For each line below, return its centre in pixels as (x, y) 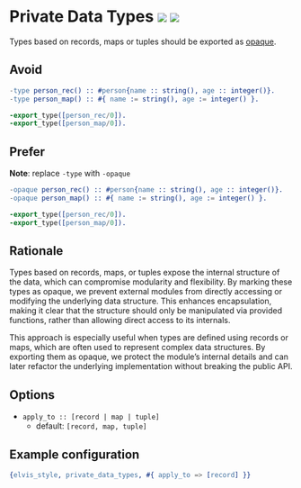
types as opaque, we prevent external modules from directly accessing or (146, 292)
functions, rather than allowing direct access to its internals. (120, 321)
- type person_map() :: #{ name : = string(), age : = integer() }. (134, 99)
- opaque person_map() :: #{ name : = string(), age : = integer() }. (138, 198)
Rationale (36, 251)
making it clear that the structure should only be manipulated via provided (146, 311)
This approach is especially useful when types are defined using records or (149, 338)
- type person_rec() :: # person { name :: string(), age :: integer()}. (142, 90)
